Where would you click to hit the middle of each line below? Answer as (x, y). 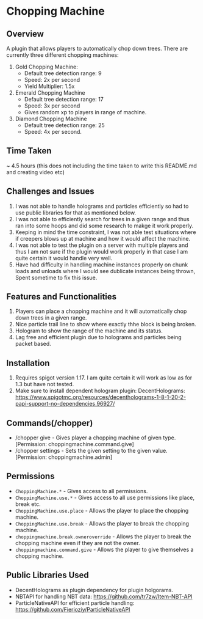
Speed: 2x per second (52, 80)
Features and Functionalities (62, 297)
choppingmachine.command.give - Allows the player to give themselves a (104, 549)
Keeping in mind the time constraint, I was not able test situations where (105, 232)
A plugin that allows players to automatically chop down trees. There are (97, 48)
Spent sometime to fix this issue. (56, 277)
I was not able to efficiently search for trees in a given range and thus (102, 219)
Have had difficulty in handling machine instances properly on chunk (101, 265)
